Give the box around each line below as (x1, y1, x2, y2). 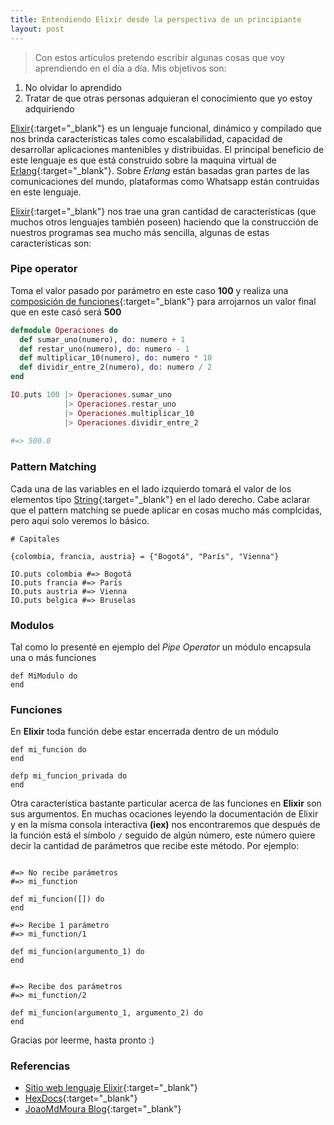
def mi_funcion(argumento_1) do (10, 947, 145, 957)
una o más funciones (10, 651, 97, 663)
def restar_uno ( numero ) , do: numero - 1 (19, 344, 190, 354)
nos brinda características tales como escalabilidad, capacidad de (10, 132, 283, 145)
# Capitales (10, 534, 60, 544)
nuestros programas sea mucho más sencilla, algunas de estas (10, 226, 270, 238)
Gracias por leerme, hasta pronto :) (10, 1034, 155, 1046)
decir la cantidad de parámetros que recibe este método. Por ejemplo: (10, 840, 300, 852)
